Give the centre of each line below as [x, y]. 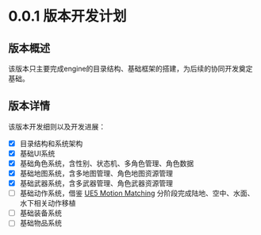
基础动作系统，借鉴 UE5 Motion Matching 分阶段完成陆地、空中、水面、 [137, 193]
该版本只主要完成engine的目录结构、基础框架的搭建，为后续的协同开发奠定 [130, 69]
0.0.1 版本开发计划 [67, 16]
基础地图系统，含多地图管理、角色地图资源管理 [96, 173]
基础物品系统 [40, 223]
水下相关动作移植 [48, 203]
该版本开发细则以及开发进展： [57, 126]
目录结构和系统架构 [51, 143]
